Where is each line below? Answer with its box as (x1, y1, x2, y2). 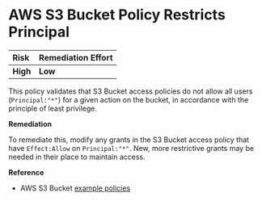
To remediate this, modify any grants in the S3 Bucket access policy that (8, 135, 249, 144)
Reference (8, 167, 44, 177)
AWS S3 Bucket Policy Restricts (8, 6, 226, 24)
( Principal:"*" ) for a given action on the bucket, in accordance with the (8, 94, 249, 104)
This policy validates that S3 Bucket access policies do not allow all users (8, 86, 253, 96)
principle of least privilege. (8, 103, 98, 113)
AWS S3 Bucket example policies (19, 183, 131, 193)
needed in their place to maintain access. (8, 152, 146, 161)
